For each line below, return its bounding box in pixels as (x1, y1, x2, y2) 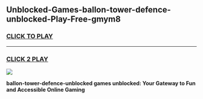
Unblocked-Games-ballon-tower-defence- (6, 5, 171, 15)
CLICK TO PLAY (6, 32, 53, 41)
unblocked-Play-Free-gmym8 (6, 14, 121, 25)
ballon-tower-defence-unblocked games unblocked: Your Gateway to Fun (6, 79, 196, 86)
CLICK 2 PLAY (6, 55, 48, 63)
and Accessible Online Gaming (6, 86, 85, 93)
